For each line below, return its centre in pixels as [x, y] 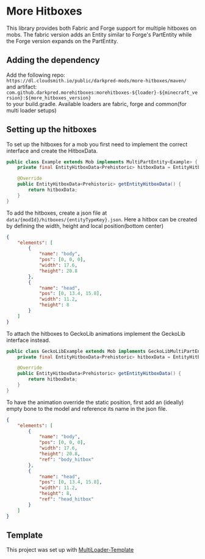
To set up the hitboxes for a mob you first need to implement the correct [97, 144]
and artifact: [22, 87]
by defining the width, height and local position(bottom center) [85, 226]
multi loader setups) [31, 110]
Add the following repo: [36, 75]
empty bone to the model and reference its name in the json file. [87, 408]
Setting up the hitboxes [52, 130]
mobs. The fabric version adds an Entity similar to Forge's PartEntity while [99, 34]
